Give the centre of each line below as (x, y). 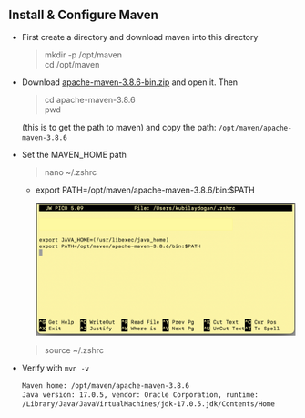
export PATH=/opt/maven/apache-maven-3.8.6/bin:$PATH (145, 190)
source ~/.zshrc (74, 350)
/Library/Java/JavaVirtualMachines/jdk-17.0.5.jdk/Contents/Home (148, 404)
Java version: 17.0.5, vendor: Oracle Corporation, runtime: (140, 395)
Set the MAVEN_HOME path (74, 154)
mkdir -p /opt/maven (83, 55)
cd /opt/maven (72, 64)
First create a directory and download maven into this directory (140, 37)
